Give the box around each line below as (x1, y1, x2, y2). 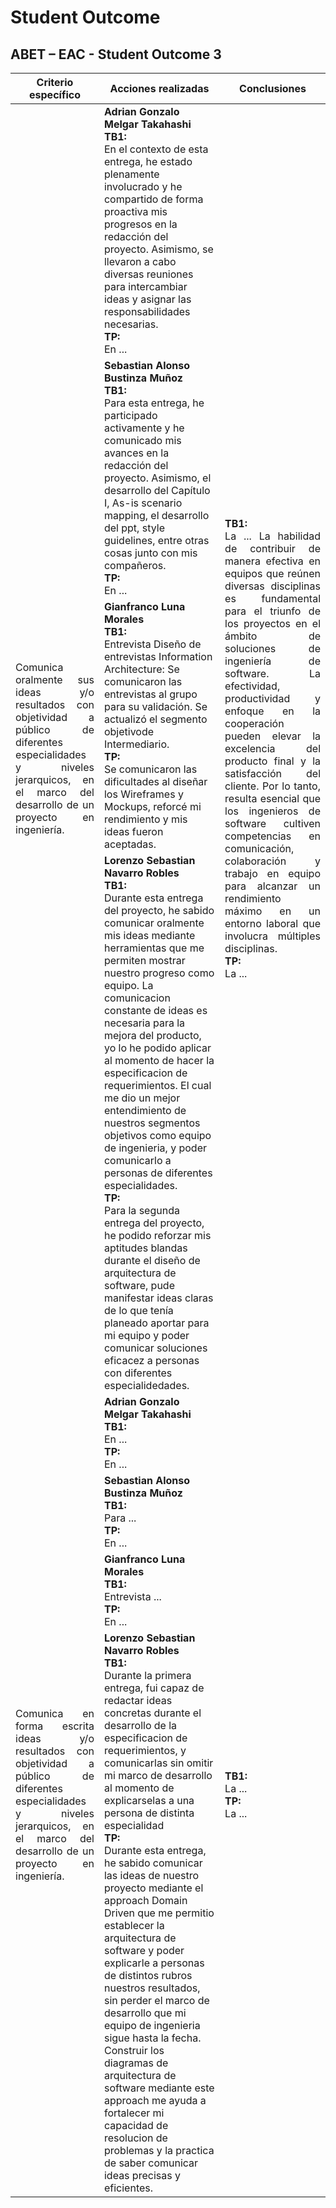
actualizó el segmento (103, 712, 208, 726)
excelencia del (224, 741, 321, 755)
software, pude (103, 1278, 175, 1292)
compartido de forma (103, 192, 204, 206)
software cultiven (224, 816, 321, 830)
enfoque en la (224, 704, 321, 718)
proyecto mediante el (103, 1881, 204, 1895)
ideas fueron (103, 824, 164, 838)
